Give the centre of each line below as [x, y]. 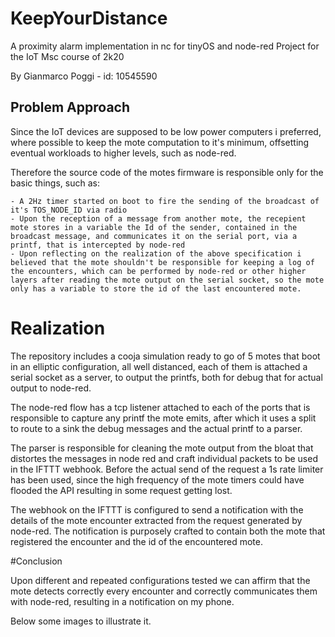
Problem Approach [70, 107]
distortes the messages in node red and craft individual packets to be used [164, 458]
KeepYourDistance [89, 18]
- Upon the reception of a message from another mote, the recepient [158, 218]
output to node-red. [51, 388]
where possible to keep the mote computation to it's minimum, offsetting [160, 142]
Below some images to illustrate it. [81, 621]
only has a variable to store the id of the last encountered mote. [156, 288]
